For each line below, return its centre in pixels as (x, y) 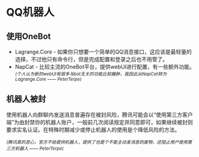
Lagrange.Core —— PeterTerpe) (48, 79)
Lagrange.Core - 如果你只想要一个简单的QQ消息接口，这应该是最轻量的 (103, 52)
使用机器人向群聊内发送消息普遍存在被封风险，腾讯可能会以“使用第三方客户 (100, 114)
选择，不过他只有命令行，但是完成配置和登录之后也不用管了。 (91, 59)
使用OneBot (29, 36)
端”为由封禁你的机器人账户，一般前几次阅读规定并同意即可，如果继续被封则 (100, 122)
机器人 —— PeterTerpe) (39, 148)
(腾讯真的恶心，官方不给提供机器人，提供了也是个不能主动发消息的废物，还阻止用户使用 (97, 142)
